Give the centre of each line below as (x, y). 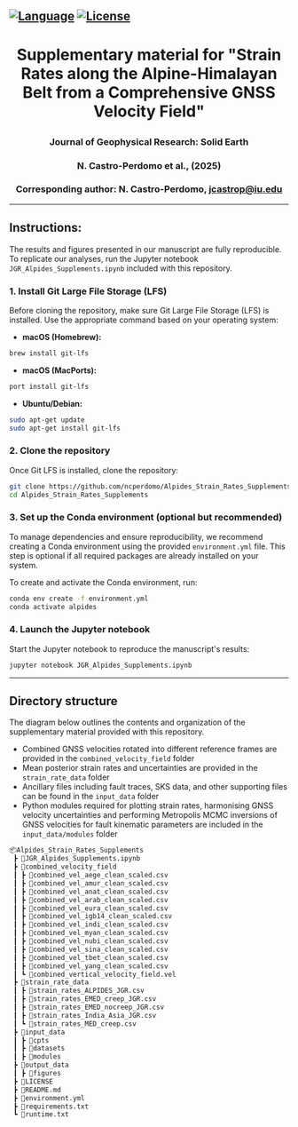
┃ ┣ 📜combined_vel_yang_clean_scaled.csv (90, 966)
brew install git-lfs (49, 353)
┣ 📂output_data (41, 1065)
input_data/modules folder (70, 834)
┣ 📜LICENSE (33, 1081)
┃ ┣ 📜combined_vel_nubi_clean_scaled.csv (90, 941)
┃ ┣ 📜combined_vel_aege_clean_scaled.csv (90, 876)
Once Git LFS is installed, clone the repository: (94, 470)
